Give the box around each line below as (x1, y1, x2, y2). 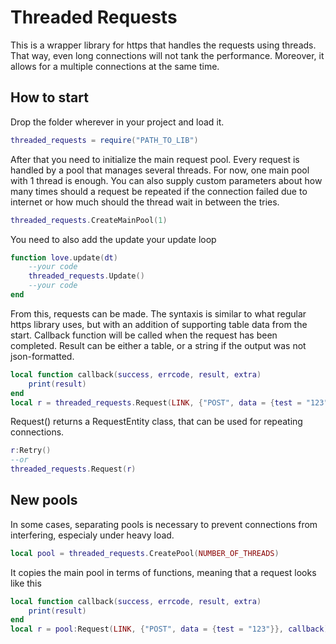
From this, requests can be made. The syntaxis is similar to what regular (10, 307, 307, 320)
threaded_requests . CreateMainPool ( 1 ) (10, 215, 168, 225)
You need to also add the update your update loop (10, 233, 217, 245)
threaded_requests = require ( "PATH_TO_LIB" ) (10, 135, 199, 145)
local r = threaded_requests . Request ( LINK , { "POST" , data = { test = (10, 397, 302, 408)
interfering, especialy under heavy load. (10, 529, 175, 541)
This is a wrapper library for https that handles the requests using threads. (10, 39, 317, 51)
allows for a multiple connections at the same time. (10, 60, 220, 72)
